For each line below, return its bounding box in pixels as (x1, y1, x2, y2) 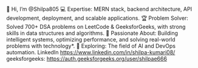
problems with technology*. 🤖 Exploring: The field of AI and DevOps (6, 42, 176, 49)
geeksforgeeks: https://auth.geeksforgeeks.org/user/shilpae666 (6, 55, 167, 62)
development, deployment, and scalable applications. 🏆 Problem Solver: (6, 14, 188, 22)
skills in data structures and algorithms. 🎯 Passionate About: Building (6, 29, 178, 37)
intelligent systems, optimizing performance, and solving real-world (6, 36, 176, 43)
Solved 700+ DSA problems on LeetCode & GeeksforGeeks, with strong (6, 23, 186, 30)
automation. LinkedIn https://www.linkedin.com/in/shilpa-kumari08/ (6, 49, 176, 56)
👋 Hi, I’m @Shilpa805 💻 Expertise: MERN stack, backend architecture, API (6, 5, 193, 13)
